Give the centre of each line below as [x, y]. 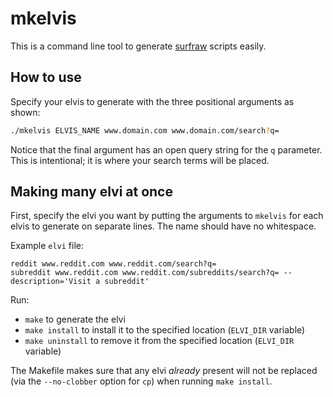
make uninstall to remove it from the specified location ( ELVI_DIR [159, 341]
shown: [25, 112]
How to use [46, 77]
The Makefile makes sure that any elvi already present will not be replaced [164, 371]
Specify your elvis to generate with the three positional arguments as [152, 101]
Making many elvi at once [91, 192]
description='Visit [51, 282]
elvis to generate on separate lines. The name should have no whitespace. [163, 226]
